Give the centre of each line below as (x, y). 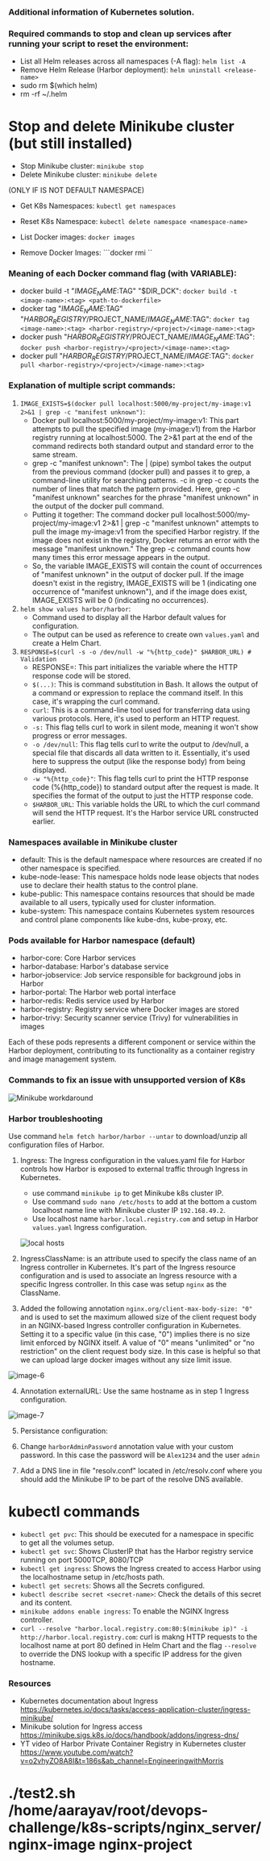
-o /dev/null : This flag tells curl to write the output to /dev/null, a (140, 744)
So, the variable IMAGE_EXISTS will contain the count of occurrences (147, 566)
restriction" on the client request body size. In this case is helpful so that (140, 1351)
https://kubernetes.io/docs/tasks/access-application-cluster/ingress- (135, 1709)
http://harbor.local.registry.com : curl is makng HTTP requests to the (139, 1637)
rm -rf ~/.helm (44, 94)
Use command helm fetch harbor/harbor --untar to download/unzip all (128, 1136)
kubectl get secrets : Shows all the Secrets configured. (112, 1585)
